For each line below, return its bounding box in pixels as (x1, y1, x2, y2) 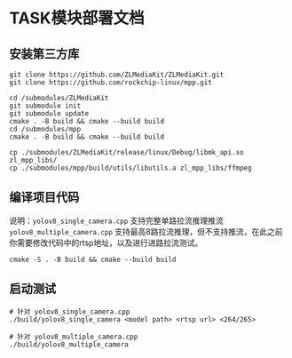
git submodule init (9, 101, 82, 110)
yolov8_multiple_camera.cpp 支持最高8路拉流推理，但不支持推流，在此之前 (9, 226, 283, 236)
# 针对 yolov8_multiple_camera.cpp (9, 332, 138, 341)
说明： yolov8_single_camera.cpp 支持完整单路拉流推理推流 (9, 215, 224, 226)
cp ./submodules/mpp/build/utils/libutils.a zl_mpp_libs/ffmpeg (9, 163, 252, 172)
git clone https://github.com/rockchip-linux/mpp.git (9, 78, 213, 87)
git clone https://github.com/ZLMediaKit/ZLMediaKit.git (9, 70, 225, 79)
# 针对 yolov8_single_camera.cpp (9, 307, 130, 316)
